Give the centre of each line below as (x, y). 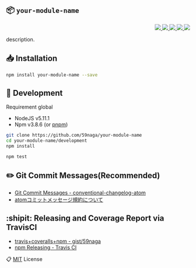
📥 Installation (32, 59)
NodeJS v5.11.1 (32, 119)
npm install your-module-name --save (52, 75)
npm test (17, 156)
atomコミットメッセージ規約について (59, 199)
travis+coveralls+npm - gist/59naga (57, 241)
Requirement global (29, 107)
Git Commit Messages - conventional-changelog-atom (80, 193)
